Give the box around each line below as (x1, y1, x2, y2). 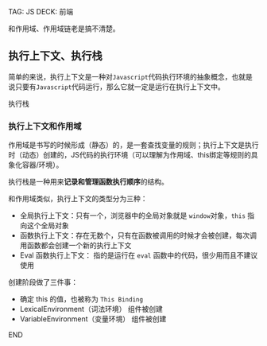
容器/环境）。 (21, 160, 64, 169)
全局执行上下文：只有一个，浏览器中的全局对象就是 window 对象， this (19, 211, 246, 220)
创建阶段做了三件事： (8, 278, 78, 287)
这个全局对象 (26, 221, 69, 231)
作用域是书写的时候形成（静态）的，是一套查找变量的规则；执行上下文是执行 (8, 140, 259, 150)
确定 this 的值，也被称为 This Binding (19, 294, 144, 304)
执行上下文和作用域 (8, 120, 82, 131)
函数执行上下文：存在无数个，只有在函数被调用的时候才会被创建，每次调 (19, 231, 257, 240)
